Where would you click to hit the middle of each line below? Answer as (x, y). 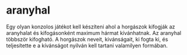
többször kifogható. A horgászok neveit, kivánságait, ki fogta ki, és (87, 39)
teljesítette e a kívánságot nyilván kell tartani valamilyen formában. (87, 46)
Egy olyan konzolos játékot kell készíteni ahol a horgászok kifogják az (91, 27)
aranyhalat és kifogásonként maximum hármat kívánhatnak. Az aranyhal (94, 33)
